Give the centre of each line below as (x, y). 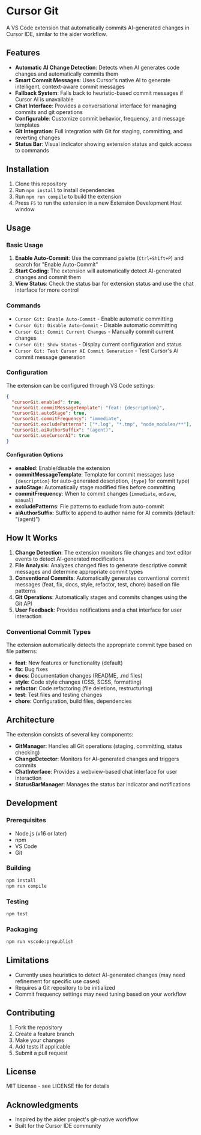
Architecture (31, 720)
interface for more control (47, 290)
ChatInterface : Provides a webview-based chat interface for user (96, 771)
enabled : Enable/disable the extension (62, 468)
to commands (32, 150)
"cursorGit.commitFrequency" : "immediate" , (67, 419)
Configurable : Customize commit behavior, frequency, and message (100, 118)
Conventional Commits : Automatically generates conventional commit (102, 578)
